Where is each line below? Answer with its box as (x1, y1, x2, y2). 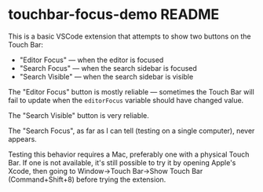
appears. (8, 134, 37, 143)
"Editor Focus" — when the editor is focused (19, 55, 164, 65)
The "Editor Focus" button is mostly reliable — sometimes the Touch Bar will (8, 87, 255, 96)
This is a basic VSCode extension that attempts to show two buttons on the (8, 31, 251, 41)
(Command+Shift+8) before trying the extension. (8, 175, 166, 184)
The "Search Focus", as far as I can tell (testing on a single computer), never (8, 126, 255, 135)
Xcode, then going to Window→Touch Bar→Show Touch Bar (8, 166, 203, 175)
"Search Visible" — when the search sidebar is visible (19, 72, 194, 81)
